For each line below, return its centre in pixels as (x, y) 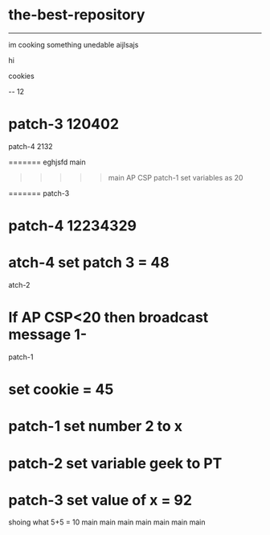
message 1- (48, 335)
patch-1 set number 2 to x (96, 427)
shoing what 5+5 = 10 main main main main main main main (107, 522)
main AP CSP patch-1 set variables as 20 (176, 177)
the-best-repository (77, 15)
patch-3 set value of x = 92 (100, 500)
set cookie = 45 (61, 390)
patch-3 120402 (63, 124)
